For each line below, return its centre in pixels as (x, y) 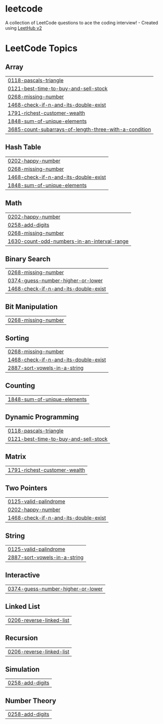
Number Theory (31, 701)
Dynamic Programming (42, 417)
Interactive (23, 575)
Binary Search (28, 259)
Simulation (22, 669)
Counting (20, 386)
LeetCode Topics (42, 49)
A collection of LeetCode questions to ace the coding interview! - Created (82, 23)
